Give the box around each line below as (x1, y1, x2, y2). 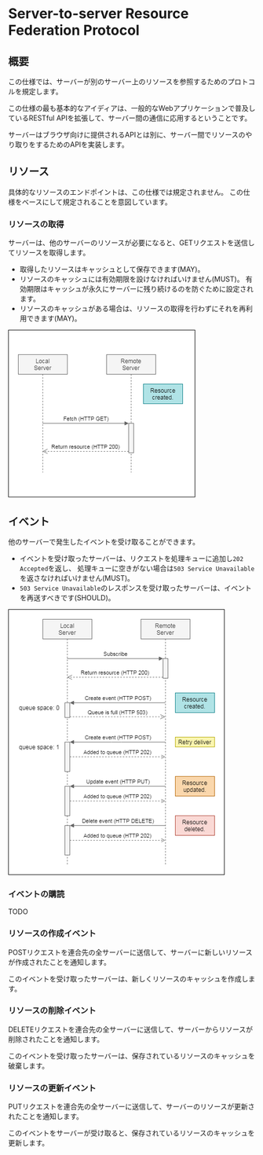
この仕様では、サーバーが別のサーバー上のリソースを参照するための (8, 77, 228, 86)
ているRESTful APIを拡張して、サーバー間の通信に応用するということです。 (8, 113, 252, 123)
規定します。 (21, 87, 63, 96)
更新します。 (8, 1138, 49, 1148)
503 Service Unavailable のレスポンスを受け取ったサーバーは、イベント (19, 583, 253, 592)
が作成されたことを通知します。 (8, 957, 111, 966)
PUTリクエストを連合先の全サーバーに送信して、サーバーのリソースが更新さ (8, 1102, 255, 1112)
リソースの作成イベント (8, 928, 97, 939)
